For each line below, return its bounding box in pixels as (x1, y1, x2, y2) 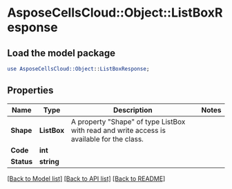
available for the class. (71, 134, 144, 143)
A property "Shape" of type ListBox (71, 116, 186, 126)
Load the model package (7, 47, 116, 59)
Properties (7, 84, 54, 96)
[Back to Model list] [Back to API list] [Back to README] (7, 174, 166, 183)
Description (113, 105, 153, 115)
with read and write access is (71, 125, 166, 135)
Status (10, 156, 33, 166)
